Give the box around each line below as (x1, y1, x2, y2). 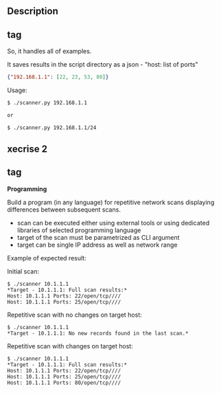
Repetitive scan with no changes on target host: (7, 311, 142, 319)
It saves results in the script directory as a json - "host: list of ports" (7, 60, 198, 69)
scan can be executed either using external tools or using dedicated (16, 218, 210, 227)
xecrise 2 (7, 144, 48, 155)
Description (7, 5, 58, 17)
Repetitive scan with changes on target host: (7, 341, 134, 350)
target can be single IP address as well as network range (16, 240, 178, 249)
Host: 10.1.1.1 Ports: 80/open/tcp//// (7, 379, 121, 386)
